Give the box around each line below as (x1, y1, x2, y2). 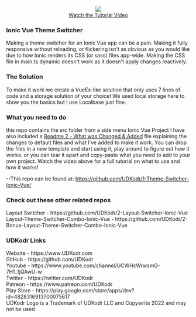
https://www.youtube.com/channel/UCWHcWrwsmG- (31, 262, 161, 269)
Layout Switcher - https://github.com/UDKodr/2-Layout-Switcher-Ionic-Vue (6, 209, 188, 216)
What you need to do (6, 113, 67, 121)
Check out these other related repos (6, 196, 111, 204)
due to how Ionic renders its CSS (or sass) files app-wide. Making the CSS (6, 52, 185, 59)
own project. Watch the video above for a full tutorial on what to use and (6, 158, 180, 165)
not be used (6, 306, 35, 313)
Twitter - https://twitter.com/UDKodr (6, 275, 94, 282)
